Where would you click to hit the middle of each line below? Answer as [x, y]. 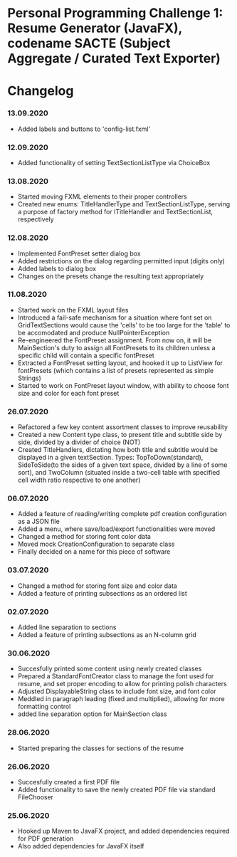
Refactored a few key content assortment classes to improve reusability [123, 427]
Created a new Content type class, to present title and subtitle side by [120, 435]
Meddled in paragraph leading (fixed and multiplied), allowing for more [121, 699]
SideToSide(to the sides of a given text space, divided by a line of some [122, 465]
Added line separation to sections [67, 627]
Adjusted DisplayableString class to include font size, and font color [117, 691]
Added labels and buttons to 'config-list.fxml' [84, 129]
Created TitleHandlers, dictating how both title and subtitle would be [118, 450]
